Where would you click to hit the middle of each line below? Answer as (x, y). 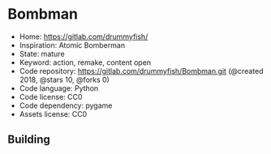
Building (29, 140)
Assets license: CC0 (53, 113)
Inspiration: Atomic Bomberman (72, 45)
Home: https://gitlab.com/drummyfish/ (84, 36)
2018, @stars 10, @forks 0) (65, 79)
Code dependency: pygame (66, 105)
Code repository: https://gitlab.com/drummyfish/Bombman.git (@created (141, 71)
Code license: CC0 (51, 96)
